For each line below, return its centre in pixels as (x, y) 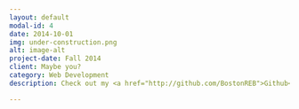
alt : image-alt (37, 51)
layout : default (39, 17)
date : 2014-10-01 (41, 34)
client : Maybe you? (45, 67)
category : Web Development (59, 75)
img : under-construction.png (63, 42)
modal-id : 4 (31, 26)
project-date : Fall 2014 (55, 58)
